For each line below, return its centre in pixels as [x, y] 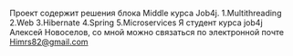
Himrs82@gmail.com [49, 42]
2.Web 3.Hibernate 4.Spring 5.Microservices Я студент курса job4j [136, 23]
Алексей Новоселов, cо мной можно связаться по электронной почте [147, 32]
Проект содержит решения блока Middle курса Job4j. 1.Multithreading [146, 13]
